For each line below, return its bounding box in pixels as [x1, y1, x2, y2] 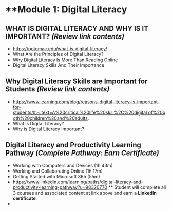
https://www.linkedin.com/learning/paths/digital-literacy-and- [12, 179, 144, 185]
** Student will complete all [108, 184, 166, 190]
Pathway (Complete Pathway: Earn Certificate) [5, 149, 159, 158]
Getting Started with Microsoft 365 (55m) [12, 173, 100, 179]
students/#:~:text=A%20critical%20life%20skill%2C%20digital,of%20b [12, 109, 166, 116]
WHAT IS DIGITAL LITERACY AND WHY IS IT [5, 24, 149, 33]
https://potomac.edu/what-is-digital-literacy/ [12, 46, 108, 52]
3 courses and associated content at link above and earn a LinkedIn [12, 189, 157, 196]
